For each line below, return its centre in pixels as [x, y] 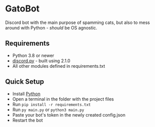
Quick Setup [25, 82]
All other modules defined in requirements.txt [59, 66]
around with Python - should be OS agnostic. [51, 27]
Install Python [26, 94]
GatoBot [22, 9]
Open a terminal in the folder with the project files [63, 99]
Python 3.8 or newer [33, 55]
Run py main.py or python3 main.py [48, 110]
